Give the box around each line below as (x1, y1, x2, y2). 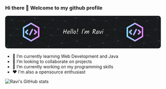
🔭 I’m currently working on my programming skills (12, 64, 114, 70)
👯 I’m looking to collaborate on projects (12, 59, 92, 64)
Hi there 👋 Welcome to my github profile (5, 4, 103, 11)
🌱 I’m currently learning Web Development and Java (12, 54, 119, 59)
